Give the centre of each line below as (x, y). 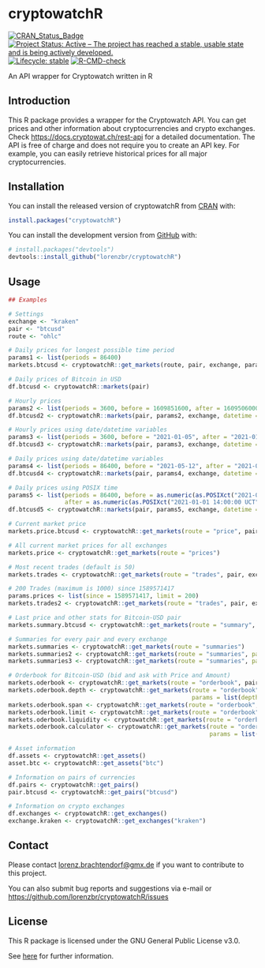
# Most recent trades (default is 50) (72, 567)
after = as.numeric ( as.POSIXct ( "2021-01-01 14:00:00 (153, 502)
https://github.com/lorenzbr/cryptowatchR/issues (88, 896)
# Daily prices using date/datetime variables (86, 459)
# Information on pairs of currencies (72, 777)
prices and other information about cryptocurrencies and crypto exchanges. (132, 128)
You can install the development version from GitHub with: (103, 235)
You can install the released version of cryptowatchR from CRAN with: (122, 205)
